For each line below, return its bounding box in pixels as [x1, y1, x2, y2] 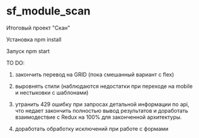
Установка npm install [6, 36, 62, 43]
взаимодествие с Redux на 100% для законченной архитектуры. [15, 113, 182, 121]
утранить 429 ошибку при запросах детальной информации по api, [15, 101, 189, 108]
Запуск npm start [6, 47, 50, 55]
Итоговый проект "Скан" [6, 24, 71, 31]
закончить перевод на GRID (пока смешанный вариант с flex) [15, 71, 174, 78]
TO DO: [6, 59, 25, 66]
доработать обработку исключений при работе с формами [15, 125, 169, 132]
